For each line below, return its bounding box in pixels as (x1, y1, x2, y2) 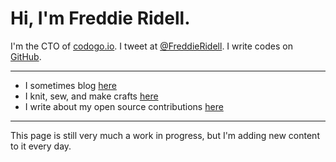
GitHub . (10, 50, 42, 62)
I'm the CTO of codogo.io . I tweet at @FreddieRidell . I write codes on (10, 40, 293, 52)
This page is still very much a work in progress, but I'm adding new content (10, 129, 320, 141)
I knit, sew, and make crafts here (24, 90, 159, 102)
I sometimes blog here (24, 79, 117, 91)
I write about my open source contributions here (24, 100, 224, 112)
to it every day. (10, 140, 72, 152)
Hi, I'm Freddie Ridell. (10, 7, 191, 30)
